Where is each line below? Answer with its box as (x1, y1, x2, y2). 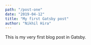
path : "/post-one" (5, 7, 43, 12)
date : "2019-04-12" (5, 12, 45, 17)
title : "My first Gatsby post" (5, 16, 69, 21)
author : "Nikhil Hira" (5, 21, 51, 26)
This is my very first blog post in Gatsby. (5, 34, 87, 40)
